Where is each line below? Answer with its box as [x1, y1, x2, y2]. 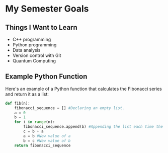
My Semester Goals [5, 3, 89, 15]
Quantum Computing [12, 58, 56, 63]
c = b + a [23, 129, 44, 134]
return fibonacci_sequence [14, 143, 71, 148]
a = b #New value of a [23, 133, 71, 138]
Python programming [12, 42, 57, 48]
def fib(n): [5, 101, 30, 106]
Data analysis [12, 47, 41, 53]
